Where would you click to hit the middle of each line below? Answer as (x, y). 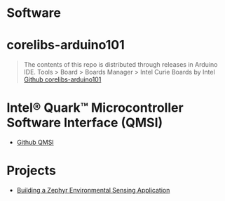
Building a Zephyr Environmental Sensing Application (93, 190)
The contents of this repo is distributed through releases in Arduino (121, 65)
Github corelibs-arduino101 (62, 79)
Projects (32, 171)
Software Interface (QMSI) (85, 123)
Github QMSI (35, 143)
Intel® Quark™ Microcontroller (95, 108)
